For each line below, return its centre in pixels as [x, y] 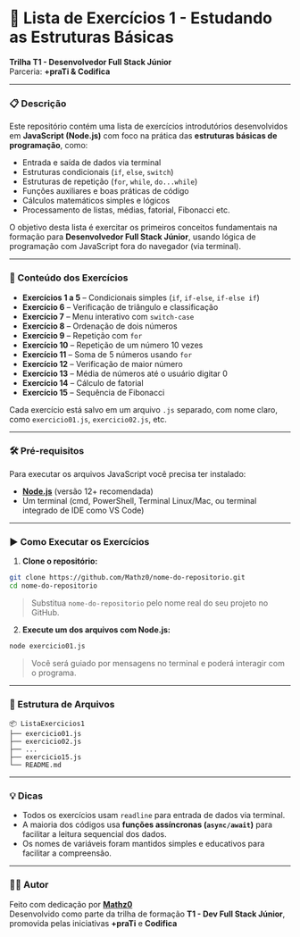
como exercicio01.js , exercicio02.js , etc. [88, 419]
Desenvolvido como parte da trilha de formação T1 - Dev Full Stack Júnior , [147, 914]
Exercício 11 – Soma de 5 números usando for [107, 354]
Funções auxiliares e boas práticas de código [105, 191]
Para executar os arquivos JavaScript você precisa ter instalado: [128, 473]
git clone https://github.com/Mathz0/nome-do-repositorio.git [127, 578]
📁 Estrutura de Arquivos [62, 704]
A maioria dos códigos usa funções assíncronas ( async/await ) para [147, 824]
